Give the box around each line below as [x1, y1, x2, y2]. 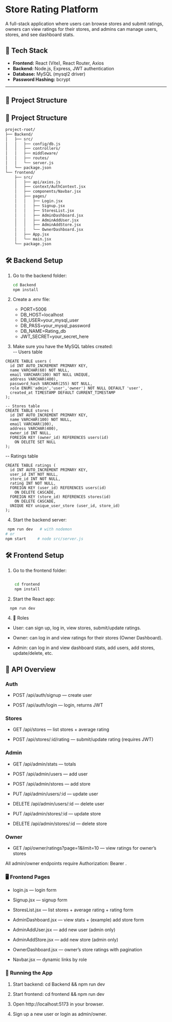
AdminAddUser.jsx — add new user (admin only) [12, 927, 116, 933]
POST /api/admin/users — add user [12, 771, 88, 777]
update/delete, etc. [12, 650, 53, 656]
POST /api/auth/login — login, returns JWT [12, 702, 103, 708]
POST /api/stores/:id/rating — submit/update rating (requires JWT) [12, 736, 154, 743]
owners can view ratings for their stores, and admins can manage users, [5, 26, 158, 32]
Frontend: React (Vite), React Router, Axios [12, 60, 104, 66]
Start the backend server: [12, 517, 67, 523]
